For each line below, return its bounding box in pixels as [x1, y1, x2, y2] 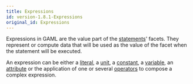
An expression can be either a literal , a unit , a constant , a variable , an [6, 59, 174, 66]
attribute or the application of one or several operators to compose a [6, 65, 172, 72]
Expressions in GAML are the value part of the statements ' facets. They [6, 36, 179, 43]
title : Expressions [6, 8, 54, 15]
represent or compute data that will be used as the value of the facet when [6, 41, 187, 48]
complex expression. [6, 71, 57, 79]
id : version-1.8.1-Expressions [6, 14, 83, 20]
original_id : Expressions [6, 19, 69, 25]
